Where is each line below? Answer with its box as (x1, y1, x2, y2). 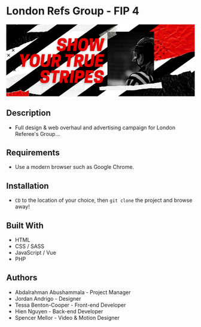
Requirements (6, 147, 60, 158)
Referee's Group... (14, 130, 60, 137)
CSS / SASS (14, 243, 45, 250)
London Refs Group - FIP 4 (6, 4, 139, 18)
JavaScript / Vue (14, 249, 57, 256)
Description (6, 108, 51, 118)
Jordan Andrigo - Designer (14, 295, 81, 302)
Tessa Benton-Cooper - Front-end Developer (14, 301, 126, 308)
